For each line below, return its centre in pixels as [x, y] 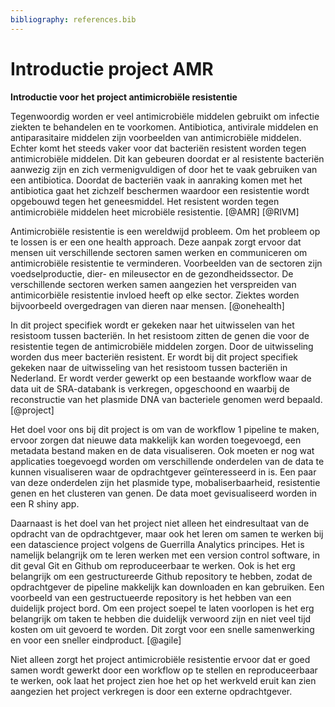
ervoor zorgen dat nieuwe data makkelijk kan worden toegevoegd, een [156, 440]
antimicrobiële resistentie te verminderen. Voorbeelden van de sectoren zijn [166, 263]
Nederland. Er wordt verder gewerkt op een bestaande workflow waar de [161, 378]
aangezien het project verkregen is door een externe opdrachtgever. [151, 691]
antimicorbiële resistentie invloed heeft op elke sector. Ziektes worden [155, 295]
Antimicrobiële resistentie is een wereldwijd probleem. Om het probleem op [165, 231]
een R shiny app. [45, 503]
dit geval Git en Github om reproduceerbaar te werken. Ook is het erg [153, 565]
